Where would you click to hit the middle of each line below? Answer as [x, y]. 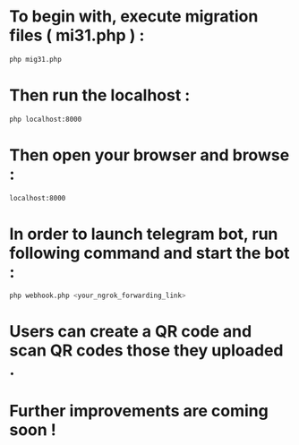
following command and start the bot [149, 253]
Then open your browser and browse [149, 155]
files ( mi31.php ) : [77, 35]
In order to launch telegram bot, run [144, 234]
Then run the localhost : [100, 95]
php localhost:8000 [46, 119]
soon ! [33, 429]
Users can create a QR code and [131, 332]
